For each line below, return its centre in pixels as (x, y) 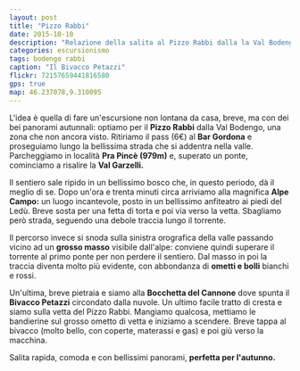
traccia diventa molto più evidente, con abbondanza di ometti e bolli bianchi (149, 266)
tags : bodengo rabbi (48, 59)
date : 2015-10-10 (42, 34)
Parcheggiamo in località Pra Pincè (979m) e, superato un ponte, (129, 155)
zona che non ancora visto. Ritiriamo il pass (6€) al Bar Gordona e (131, 136)
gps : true (28, 84)
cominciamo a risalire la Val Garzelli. (77, 165)
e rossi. (23, 275)
